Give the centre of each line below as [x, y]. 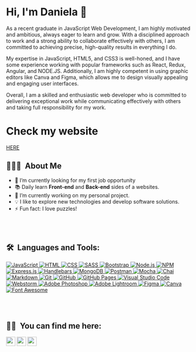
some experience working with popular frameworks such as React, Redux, [96, 65]
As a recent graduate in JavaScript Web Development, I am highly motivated [98, 28]
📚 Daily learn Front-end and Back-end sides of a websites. [87, 187]
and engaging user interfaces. [43, 83]
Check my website [52, 131]
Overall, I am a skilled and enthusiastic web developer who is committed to [96, 95]
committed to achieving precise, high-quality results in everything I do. [92, 47]
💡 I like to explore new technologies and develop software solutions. [97, 201]
